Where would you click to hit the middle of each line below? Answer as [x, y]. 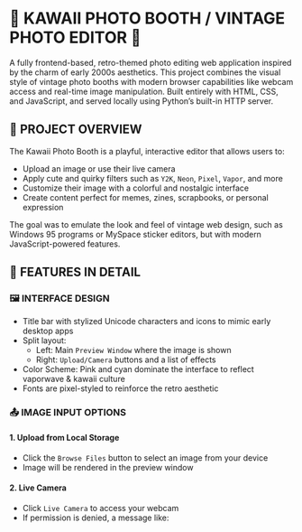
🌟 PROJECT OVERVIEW [76, 130]
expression [43, 207]
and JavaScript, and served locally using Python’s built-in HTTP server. [142, 101]
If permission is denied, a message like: [96, 518]
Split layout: [44, 341]
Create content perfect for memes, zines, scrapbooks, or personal [145, 197]
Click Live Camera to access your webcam [101, 508]
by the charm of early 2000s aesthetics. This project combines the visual [145, 72]
